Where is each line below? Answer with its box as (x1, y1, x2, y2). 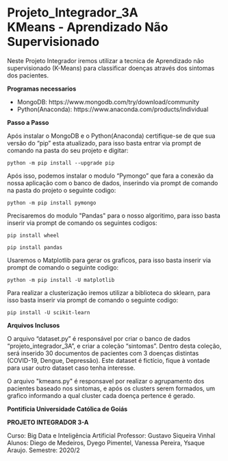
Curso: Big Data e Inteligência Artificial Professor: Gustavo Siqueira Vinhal (7, 431, 216, 440)
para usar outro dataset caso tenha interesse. (7, 364, 136, 372)
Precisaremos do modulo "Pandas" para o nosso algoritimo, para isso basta (7, 211, 220, 220)
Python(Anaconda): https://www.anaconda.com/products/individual (16, 105, 209, 113)
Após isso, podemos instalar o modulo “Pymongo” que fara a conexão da (7, 172, 214, 180)
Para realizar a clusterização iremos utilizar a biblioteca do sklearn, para (7, 288, 211, 296)
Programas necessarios (7, 84, 77, 93)
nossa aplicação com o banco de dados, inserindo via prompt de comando (7, 178, 218, 187)
